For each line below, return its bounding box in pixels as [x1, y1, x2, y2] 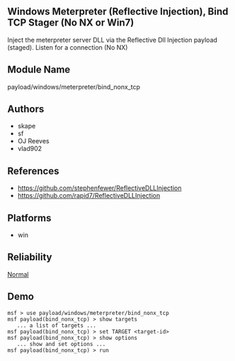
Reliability [7, 251, 52, 263]
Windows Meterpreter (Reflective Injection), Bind [7, 6, 229, 18]
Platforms [7, 212, 52, 224]
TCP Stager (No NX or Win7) [7, 17, 134, 29]
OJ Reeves [17, 137, 50, 145]
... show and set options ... [16, 340, 106, 348]
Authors [7, 103, 45, 116]
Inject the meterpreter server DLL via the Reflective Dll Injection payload [7, 35, 218, 44]
